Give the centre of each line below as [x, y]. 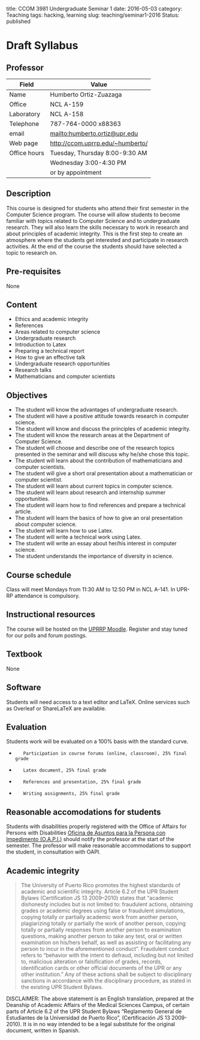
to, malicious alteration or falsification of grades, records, [92, 962]
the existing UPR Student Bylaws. [62, 987]
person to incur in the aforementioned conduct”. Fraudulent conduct [105, 948]
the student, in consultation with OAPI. [53, 852]
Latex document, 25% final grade [65, 770]
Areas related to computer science [57, 332]
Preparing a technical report [50, 351]
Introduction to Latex [40, 344]
